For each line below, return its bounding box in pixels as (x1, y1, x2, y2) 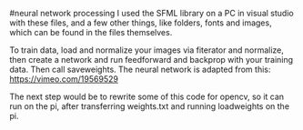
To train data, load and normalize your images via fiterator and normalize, (9, 45, 285, 55)
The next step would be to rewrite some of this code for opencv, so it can (9, 91, 285, 102)
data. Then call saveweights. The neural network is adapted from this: (9, 64, 271, 75)
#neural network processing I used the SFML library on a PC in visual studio (9, 8, 294, 18)
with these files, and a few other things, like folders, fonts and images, (9, 17, 272, 28)
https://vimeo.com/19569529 (9, 74, 118, 85)
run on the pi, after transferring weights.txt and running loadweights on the (9, 101, 289, 112)
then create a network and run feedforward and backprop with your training (9, 55, 294, 65)
